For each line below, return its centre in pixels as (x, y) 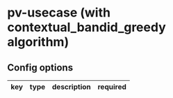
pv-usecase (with (59, 13)
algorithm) (38, 42)
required (112, 87)
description (72, 87)
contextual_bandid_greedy (87, 27)
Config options (40, 67)
